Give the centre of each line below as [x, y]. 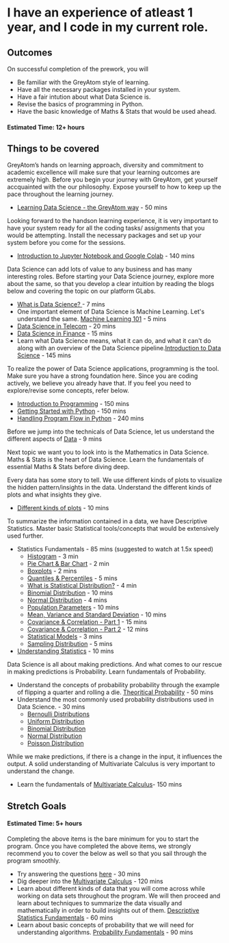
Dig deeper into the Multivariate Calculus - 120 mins [90, 881]
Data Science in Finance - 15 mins [65, 333]
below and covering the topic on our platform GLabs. [81, 291]
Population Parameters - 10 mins [73, 608]
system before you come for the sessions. [66, 243]
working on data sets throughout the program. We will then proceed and [119, 896]
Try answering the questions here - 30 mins [79, 874]
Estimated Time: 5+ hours [44, 824]
